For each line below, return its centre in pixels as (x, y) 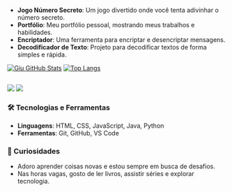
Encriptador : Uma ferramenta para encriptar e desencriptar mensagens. (121, 40)
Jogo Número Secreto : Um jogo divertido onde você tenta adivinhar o (118, 10)
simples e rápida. (42, 54)
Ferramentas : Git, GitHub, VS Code (68, 133)
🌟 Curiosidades (34, 151)
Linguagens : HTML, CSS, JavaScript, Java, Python (91, 126)
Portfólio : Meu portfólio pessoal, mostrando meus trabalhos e (106, 25)
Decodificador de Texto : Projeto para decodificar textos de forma (112, 47)
